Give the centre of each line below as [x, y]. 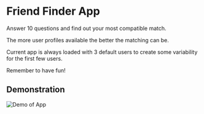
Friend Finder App [53, 11]
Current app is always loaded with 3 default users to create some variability [102, 52]
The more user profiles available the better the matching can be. [88, 40]
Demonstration [36, 90]
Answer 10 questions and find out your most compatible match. [87, 28]
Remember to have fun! [36, 70]
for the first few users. [34, 58]
